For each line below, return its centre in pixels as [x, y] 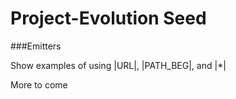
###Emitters [36, 46]
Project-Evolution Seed [108, 18]
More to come [39, 84]
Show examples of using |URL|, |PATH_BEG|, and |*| [118, 65]
